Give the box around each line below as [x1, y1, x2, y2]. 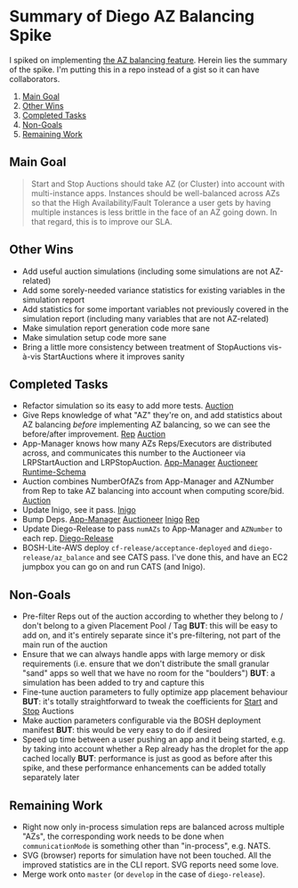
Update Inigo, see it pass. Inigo [21, 505, 136, 515]
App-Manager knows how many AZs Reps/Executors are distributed [21, 439, 272, 449]
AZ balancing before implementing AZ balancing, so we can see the [21, 419, 271, 430]
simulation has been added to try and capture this [21, 678, 205, 688]
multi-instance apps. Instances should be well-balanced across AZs [30, 187, 280, 198]
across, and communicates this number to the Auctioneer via [21, 448, 246, 458]
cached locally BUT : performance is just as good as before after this [21, 753, 273, 764]
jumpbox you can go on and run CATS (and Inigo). [21, 562, 206, 572]
